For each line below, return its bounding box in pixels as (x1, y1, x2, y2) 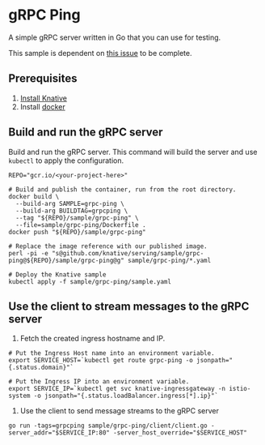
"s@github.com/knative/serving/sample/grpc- (51, 249, 204, 257)
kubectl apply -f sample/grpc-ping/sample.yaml (8, 277, 172, 285)
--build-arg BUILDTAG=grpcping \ (15, 207, 128, 215)
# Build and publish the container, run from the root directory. (8, 185, 237, 194)
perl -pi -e (8, 249, 48, 257)
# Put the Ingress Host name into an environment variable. (8, 349, 216, 357)
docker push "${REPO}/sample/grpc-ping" (8, 228, 147, 236)
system (8, 392, 31, 400)
